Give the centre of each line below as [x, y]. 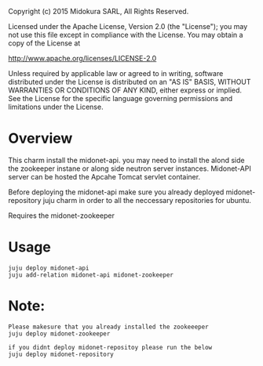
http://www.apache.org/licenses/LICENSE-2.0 [82, 58]
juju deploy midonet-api [49, 268]
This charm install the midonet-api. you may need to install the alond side [126, 160]
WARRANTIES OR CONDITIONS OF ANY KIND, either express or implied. [125, 90]
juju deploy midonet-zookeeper [59, 333]
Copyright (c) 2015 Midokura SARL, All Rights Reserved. [99, 11]
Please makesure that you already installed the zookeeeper [109, 327]
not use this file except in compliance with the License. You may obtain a [126, 35]
